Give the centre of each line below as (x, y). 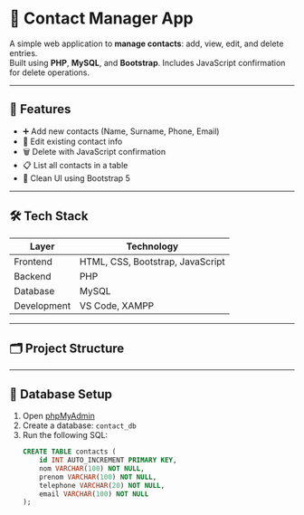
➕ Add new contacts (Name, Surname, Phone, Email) (121, 131)
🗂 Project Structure (67, 348)
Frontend (33, 262)
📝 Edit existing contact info (72, 141)
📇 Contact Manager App (101, 19)
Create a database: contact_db (80, 425)
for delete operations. (50, 72)
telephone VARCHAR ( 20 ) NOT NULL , (102, 485)
